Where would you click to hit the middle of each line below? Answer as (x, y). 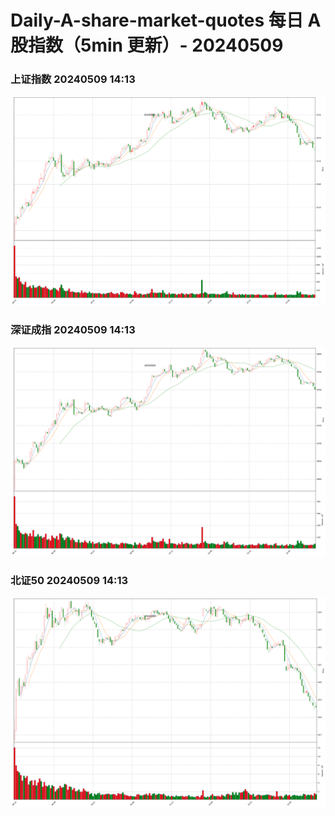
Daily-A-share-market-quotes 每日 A (166, 20)
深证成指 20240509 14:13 (73, 329)
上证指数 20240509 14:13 (73, 79)
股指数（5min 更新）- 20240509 (147, 45)
